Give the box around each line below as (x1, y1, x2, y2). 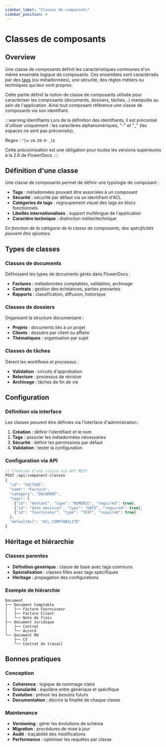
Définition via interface (5, 408, 62, 415)
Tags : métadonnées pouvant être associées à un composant (12, 189, 138, 195)
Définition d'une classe (5, 166, 78, 175)
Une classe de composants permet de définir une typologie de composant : (5, 180, 160, 186)
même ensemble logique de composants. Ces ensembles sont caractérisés (5, 71, 159, 77)
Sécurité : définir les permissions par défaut (12, 440, 103, 446)
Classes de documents (5, 260, 62, 267)
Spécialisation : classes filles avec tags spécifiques (12, 569, 118, 575)
